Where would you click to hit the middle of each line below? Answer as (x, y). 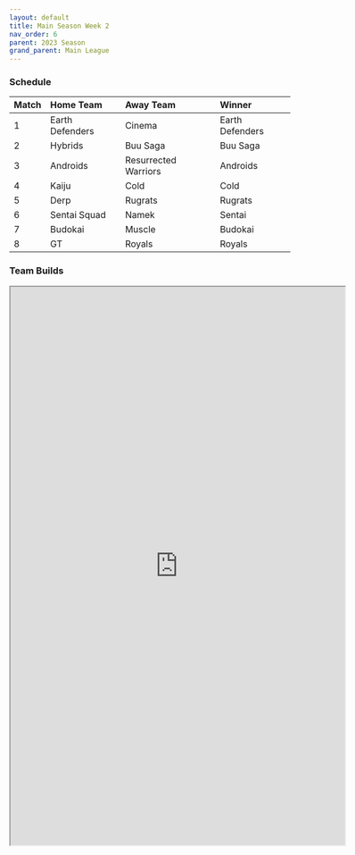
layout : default (39, 17)
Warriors (143, 172)
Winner (236, 105)
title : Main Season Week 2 (59, 26)
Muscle (140, 230)
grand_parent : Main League (59, 51)
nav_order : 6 (33, 34)
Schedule (30, 82)
